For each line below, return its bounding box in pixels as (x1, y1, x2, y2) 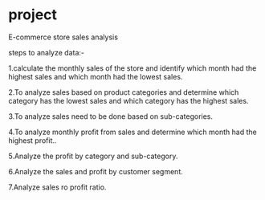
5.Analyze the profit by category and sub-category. (8, 151, 178, 161)
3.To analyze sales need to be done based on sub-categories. (8, 111, 214, 121)
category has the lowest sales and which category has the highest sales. (8, 96, 249, 105)
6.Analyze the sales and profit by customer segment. (8, 166, 183, 176)
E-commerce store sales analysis (8, 32, 119, 42)
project (8, 6, 58, 24)
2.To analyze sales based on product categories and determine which (8, 87, 239, 97)
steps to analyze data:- (8, 47, 85, 57)
